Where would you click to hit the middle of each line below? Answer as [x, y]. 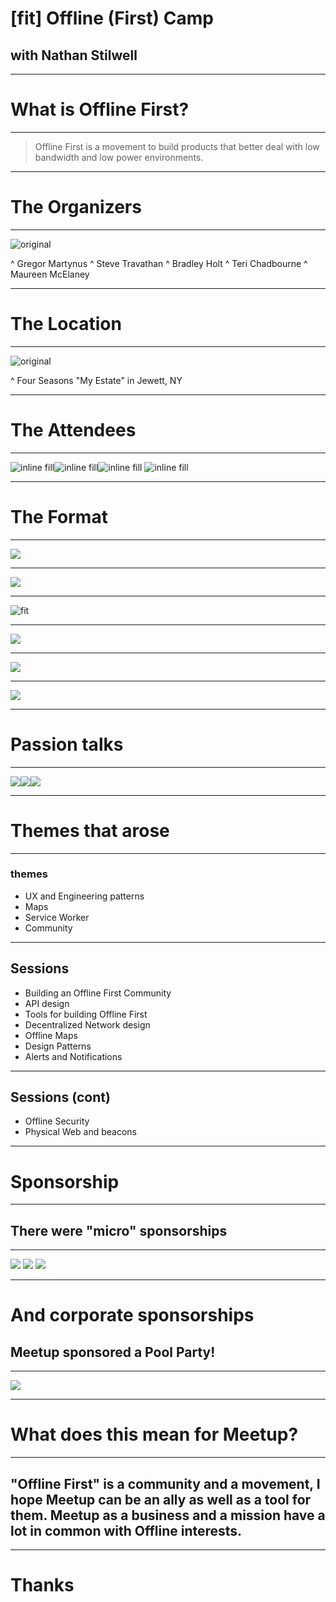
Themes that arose [90, 830]
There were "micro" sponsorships [119, 1230]
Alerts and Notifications [73, 1056]
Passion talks [67, 744]
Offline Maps [51, 1035]
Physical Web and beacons [80, 1132]
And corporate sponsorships [132, 1315]
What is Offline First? [100, 109]
